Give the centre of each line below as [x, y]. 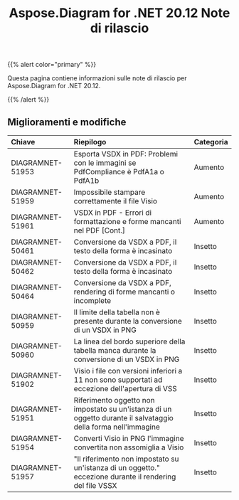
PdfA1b [86, 181]
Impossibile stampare [110, 192]
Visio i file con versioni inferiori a [128, 371]
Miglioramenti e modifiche [67, 122]
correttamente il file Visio [116, 201]
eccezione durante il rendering [125, 477]
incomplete [92, 300]
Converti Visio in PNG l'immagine [129, 438]
